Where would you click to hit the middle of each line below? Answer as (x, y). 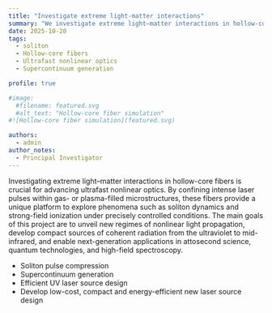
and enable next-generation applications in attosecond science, (145, 241)
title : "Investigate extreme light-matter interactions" (106, 16)
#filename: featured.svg (57, 105)
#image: (21, 98)
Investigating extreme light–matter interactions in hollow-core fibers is (125, 181)
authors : (23, 135)
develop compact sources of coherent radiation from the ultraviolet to (125, 233)
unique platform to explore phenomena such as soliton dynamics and (123, 207)
